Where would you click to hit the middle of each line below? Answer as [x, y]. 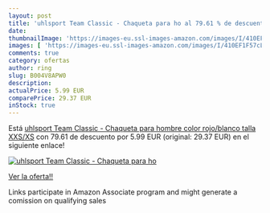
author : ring [30, 68]
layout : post [30, 16]
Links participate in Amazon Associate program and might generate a [123, 192]
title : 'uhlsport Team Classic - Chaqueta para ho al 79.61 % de [120, 23]
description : [30, 83]
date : [17, 31]
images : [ [25, 46]
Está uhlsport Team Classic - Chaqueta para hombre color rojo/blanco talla [132, 129]
